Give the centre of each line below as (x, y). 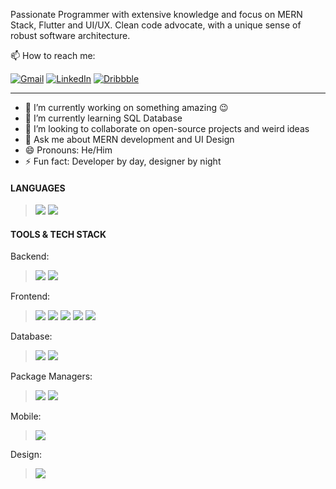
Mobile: (26, 416)
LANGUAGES (38, 188)
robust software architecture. (70, 35)
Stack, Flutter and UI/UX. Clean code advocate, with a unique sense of (156, 25)
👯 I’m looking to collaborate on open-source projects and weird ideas (167, 128)
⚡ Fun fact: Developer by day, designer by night (123, 161)
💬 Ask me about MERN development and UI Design (129, 139)
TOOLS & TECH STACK (58, 234)
